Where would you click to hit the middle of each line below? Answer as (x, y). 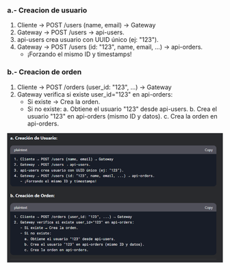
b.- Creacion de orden (44, 72)
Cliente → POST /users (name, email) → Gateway (86, 25)
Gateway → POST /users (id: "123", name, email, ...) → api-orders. (110, 47)
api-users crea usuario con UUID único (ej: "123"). (88, 40)
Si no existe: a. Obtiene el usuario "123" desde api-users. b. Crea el (122, 109)
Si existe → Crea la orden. (64, 101)
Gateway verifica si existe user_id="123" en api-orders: (95, 94)
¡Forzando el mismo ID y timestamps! (79, 54)
